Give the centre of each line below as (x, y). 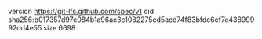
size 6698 (60, 28)
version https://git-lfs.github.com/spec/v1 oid (81, 11)
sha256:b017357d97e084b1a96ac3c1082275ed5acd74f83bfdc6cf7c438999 (131, 19)
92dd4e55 (25, 28)
